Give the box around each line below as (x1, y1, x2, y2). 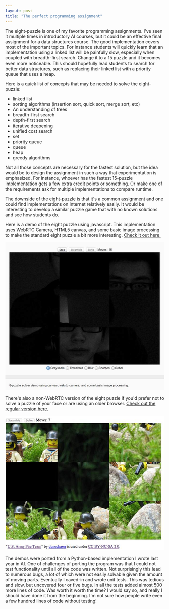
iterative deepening (12, 123, 53, 129)
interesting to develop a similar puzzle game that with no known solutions (5, 206, 158, 212)
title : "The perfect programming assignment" (5, 13, 102, 19)
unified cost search (12, 128, 53, 134)
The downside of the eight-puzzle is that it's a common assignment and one (5, 196, 164, 202)
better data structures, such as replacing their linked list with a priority (5, 66, 151, 72)
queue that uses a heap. (5, 71, 55, 77)
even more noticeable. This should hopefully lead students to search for (5, 60, 155, 66)
